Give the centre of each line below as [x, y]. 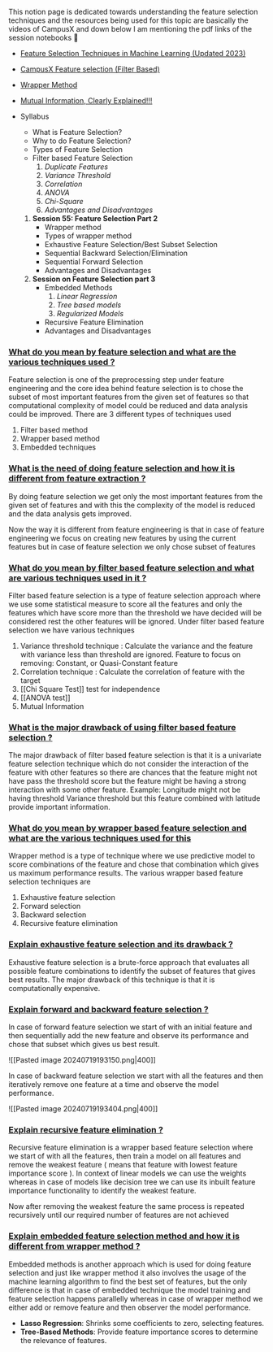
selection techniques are [50, 882]
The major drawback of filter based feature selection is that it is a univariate [135, 755]
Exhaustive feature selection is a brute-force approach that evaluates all [129, 962]
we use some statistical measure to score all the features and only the [126, 604]
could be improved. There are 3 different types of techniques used [120, 415]
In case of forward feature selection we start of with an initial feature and [130, 1027]
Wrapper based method [60, 439]
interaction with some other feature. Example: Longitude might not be [125, 790]
